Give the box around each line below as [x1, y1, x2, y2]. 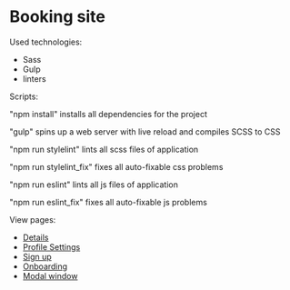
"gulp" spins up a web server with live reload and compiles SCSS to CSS [9, 125, 281, 137]
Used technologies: [9, 36, 83, 47]
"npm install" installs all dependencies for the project [9, 108, 207, 119]
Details [22, 232, 49, 243]
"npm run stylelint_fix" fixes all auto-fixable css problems [9, 161, 224, 172]
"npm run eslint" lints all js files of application [9, 179, 179, 190]
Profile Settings [22, 241, 81, 252]
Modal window [22, 270, 78, 281]
